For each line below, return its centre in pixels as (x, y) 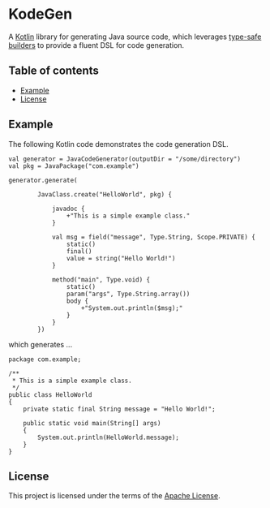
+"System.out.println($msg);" (132, 308)
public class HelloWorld (50, 394)
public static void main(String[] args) (92, 423)
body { (77, 301)
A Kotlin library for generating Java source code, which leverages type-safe (135, 37)
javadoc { (68, 209)
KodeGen (41, 14)
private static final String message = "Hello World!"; (120, 409)
